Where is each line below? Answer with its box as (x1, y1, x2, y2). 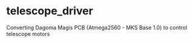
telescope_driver (6, 4, 94, 18)
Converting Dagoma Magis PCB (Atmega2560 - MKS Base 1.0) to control (6, 24, 188, 31)
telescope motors (6, 30, 50, 37)
